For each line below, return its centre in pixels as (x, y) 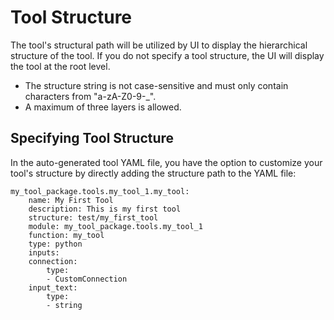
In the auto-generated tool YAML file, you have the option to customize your (166, 162)
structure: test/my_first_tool (93, 217)
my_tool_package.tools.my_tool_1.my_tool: (100, 191)
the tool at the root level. (60, 66)
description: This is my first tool (105, 209)
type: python (55, 244)
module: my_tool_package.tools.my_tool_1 (115, 226)
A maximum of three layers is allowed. (103, 107)
